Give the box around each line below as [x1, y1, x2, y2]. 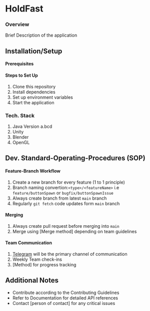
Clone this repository [12, 83, 56, 89]
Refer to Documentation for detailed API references [12, 294, 118, 301]
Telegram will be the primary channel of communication [12, 251, 127, 257]
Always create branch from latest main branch [12, 195, 107, 201]
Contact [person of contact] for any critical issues [12, 300, 115, 306]
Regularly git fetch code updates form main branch [12, 200, 120, 206]
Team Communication [5, 240, 52, 246]
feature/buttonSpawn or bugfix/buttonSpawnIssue [12, 190, 114, 196]
